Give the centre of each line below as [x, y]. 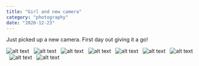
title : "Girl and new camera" [44, 12]
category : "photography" [37, 17]
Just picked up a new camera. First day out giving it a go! [77, 40]
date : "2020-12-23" [31, 23]
